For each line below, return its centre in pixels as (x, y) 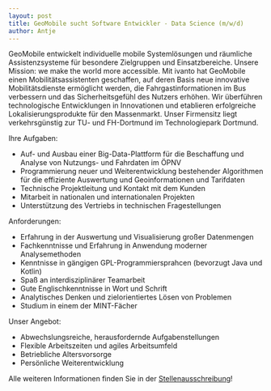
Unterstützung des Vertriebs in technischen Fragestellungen (121, 206)
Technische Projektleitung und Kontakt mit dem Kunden (113, 189)
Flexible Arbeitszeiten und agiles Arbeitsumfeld (99, 346)
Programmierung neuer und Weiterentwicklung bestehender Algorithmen (142, 172)
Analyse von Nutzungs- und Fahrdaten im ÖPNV (101, 163)
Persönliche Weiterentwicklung (72, 363)
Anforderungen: (35, 221)
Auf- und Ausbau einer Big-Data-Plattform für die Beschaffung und (132, 154)
